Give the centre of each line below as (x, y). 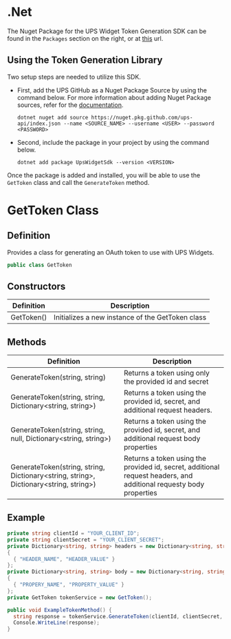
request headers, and (158, 475)
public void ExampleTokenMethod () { (59, 610)
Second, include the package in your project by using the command (113, 142)
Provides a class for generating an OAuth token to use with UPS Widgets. (111, 252)
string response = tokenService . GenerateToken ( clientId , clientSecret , (118, 616)
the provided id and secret (166, 382)
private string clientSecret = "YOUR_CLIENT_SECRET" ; (86, 540)
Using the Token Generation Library (85, 60)
